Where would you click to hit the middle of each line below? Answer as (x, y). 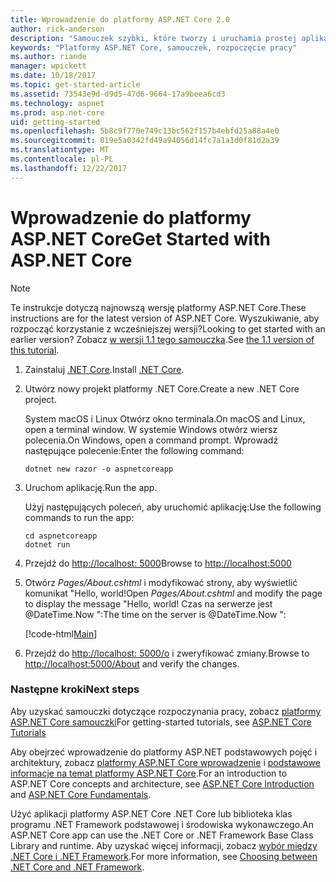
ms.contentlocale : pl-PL (62, 159)
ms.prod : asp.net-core (57, 112)
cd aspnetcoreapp (61, 536)
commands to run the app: (79, 517)
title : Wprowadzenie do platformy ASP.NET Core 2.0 (120, 19)
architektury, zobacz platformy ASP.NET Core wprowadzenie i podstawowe (165, 762)
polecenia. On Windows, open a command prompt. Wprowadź (151, 440)
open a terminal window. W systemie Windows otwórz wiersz (151, 429)
